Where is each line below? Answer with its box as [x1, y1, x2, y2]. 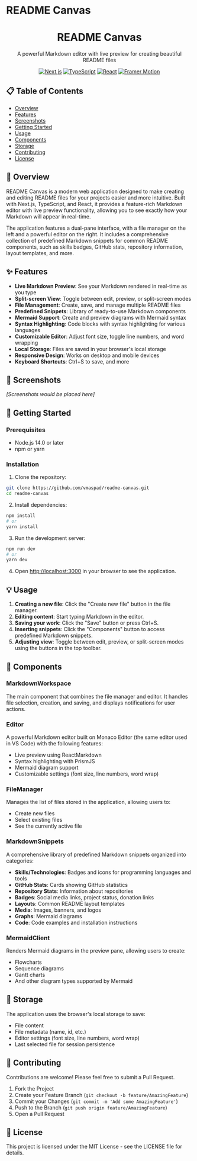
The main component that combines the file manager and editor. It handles [6, 693, 188, 700]
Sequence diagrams [14, 965, 64, 972]
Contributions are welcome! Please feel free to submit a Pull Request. [6, 1073, 175, 1080]
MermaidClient [6, 934, 50, 942]
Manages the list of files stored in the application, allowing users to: [6, 799, 170, 806]
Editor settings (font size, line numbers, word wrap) [14, 1034, 140, 1041]
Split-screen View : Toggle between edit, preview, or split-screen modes [14, 295, 192, 302]
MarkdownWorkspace [6, 679, 72, 687]
